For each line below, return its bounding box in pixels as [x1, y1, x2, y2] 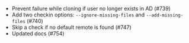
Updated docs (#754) [11, 30, 65, 37]
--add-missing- [146, 12, 184, 18]
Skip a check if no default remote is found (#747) [11, 24, 132, 31]
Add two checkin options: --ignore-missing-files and [11, 11, 145, 18]
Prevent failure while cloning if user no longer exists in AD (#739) [11, 5, 171, 12]
